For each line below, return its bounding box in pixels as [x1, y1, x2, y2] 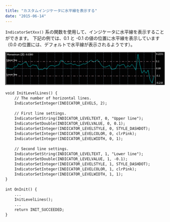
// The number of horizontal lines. [14, 95, 92, 101]
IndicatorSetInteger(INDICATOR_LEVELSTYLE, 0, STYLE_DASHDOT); [14, 126, 151, 131]
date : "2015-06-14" [5, 13, 47, 19]
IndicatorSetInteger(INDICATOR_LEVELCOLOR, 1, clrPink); [14, 166, 137, 172]
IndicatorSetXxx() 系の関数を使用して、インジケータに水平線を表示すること [5, 28, 164, 35]
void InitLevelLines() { [5, 90, 58, 96]
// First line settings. [14, 110, 67, 116]
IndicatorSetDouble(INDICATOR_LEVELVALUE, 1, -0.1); [14, 156, 128, 162]
